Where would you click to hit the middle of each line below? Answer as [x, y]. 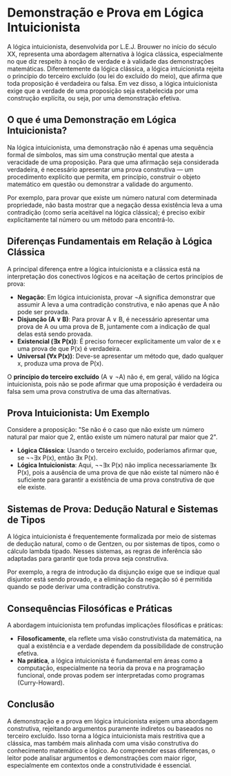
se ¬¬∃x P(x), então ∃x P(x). [57, 458]
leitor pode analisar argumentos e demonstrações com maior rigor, [102, 758]
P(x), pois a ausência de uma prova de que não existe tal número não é [118, 473]
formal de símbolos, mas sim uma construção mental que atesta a [101, 154]
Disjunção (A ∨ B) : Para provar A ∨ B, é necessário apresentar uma [113, 319]
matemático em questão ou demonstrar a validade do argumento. [100, 184]
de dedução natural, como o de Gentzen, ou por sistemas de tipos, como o [113, 544]
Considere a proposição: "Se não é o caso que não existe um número [106, 430]
